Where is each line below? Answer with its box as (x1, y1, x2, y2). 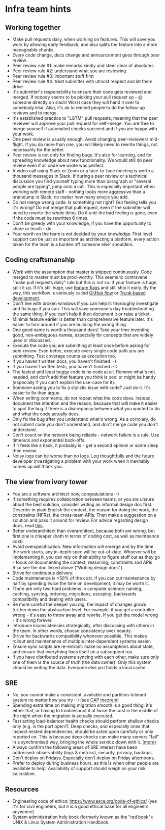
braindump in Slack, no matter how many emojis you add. (12, 194, 129, 200)
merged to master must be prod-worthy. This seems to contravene (12, 274, 148, 280)
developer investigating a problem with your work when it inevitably (12, 458, 150, 464)
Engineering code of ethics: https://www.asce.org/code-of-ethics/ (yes (12, 798, 157, 804)
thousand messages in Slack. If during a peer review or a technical (12, 173, 148, 179)
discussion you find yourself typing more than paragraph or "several (12, 178, 151, 184)
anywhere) (12, 809, 34, 815)
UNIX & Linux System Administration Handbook (12, 819, 108, 825)
